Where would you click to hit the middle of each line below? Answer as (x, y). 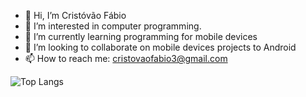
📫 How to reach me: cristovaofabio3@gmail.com (126, 58)
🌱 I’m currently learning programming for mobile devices (141, 36)
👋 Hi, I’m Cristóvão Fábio (75, 15)
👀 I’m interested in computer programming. (113, 26)
